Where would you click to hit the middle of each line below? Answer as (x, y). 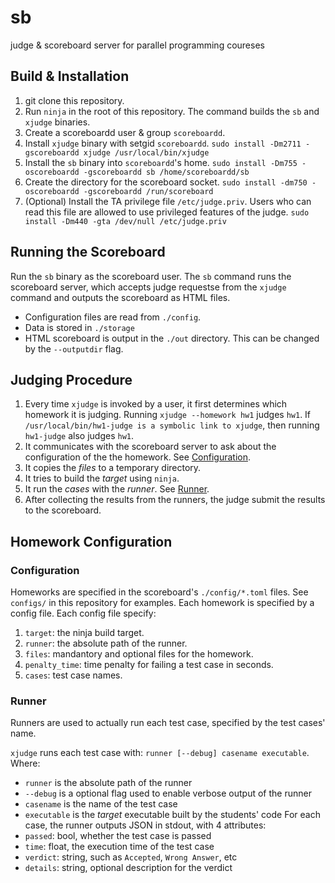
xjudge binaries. (57, 122)
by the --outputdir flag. (74, 348)
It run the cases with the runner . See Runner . (117, 489)
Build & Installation (70, 76)
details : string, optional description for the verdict (128, 868)
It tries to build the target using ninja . (102, 478)
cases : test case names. (73, 675)
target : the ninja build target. (84, 633)
